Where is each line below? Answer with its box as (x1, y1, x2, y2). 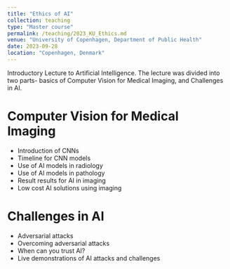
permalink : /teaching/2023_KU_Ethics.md (7, 29, 128, 37)
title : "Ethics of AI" (7, 10, 74, 18)
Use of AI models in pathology (17, 169, 105, 177)
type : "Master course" (7, 23, 74, 30)
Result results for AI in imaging (17, 176, 107, 185)
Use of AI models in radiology (17, 161, 104, 169)
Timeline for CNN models (17, 154, 91, 162)
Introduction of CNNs (17, 146, 79, 155)
